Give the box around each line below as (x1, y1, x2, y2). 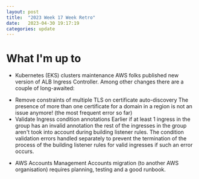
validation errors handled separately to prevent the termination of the (14, 135, 187, 142)
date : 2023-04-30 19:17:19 (6, 20, 80, 26)
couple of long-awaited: (14, 85, 75, 92)
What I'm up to (6, 52, 81, 65)
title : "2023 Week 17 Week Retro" (6, 15, 96, 21)
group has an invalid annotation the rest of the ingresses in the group (14, 122, 187, 129)
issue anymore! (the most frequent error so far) (14, 109, 133, 117)
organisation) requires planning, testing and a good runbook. (14, 166, 166, 173)
